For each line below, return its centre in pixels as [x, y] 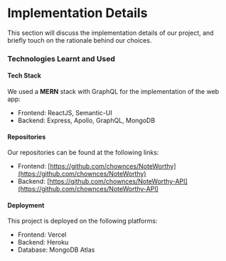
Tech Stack [24, 75]
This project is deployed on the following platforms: [82, 221]
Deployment [26, 205]
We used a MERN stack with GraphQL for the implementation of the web [113, 92]
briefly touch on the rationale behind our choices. [80, 40]
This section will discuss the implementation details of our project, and [111, 33]
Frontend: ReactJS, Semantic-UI [65, 113]
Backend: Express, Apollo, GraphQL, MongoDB [86, 121]
